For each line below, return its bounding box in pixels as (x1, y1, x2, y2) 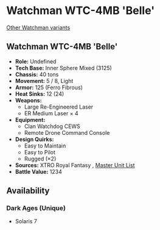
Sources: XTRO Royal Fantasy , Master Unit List (15, 161, 135, 168)
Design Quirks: (15, 135, 54, 143)
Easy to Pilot (24, 148, 56, 156)
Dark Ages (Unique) (6, 204, 66, 212)
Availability (6, 185, 50, 196)
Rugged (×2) (24, 155, 57, 162)
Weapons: (15, 96, 42, 104)
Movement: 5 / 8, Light (15, 77, 74, 84)
